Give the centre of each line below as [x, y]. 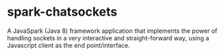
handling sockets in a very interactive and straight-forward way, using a [108, 38]
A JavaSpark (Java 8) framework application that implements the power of [112, 31]
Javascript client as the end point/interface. [69, 45]
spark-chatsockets [62, 12]
